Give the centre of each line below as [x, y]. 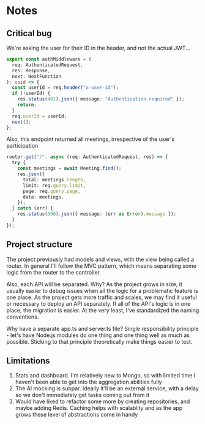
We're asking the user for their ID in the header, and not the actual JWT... [99, 48]
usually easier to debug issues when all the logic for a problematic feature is [102, 290]
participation [22, 146]
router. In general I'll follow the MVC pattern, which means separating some [102, 266]
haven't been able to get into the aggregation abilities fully [88, 382]
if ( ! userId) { [31, 93]
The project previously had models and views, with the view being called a [100, 259]
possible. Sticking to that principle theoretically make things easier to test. [99, 341]
